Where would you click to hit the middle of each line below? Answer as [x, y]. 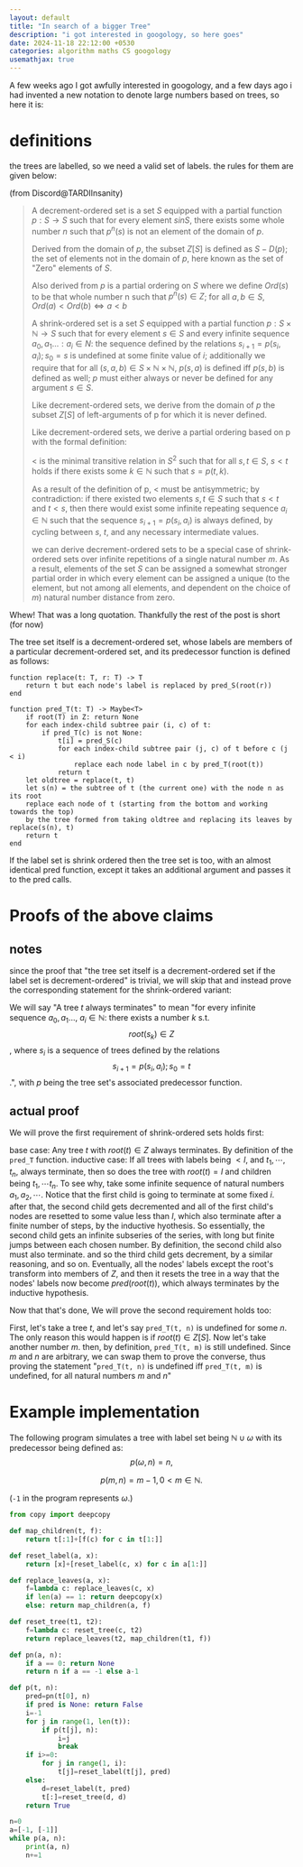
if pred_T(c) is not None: [92, 733]
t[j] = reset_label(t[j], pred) [114, 1772]
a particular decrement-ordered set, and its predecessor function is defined [150, 652]
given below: [33, 175]
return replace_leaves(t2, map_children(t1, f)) [119, 1639]
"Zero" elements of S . [72, 268]
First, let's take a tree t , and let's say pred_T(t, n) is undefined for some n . [148, 1328]
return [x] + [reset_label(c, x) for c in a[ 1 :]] [116, 1564]
